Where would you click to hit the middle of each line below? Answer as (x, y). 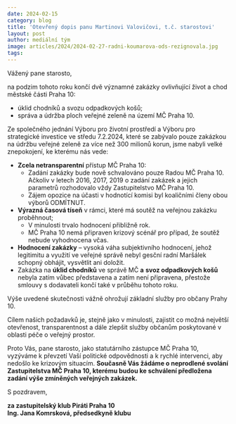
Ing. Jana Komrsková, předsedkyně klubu (69, 413)
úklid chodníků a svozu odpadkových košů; (80, 108)
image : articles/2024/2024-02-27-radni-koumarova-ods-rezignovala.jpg (113, 46)
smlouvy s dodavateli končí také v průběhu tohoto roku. (98, 285)
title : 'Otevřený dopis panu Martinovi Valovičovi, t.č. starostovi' (111, 27)
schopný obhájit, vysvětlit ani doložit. (71, 262)
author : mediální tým (39, 40)
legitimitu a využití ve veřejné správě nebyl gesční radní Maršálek (112, 255)
